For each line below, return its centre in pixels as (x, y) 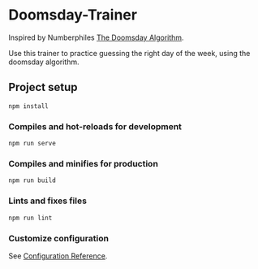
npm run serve (32, 144)
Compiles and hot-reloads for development (95, 126)
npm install (28, 106)
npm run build (32, 180)
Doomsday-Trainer (73, 15)
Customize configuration (59, 238)
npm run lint (30, 218)
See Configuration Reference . (58, 256)
